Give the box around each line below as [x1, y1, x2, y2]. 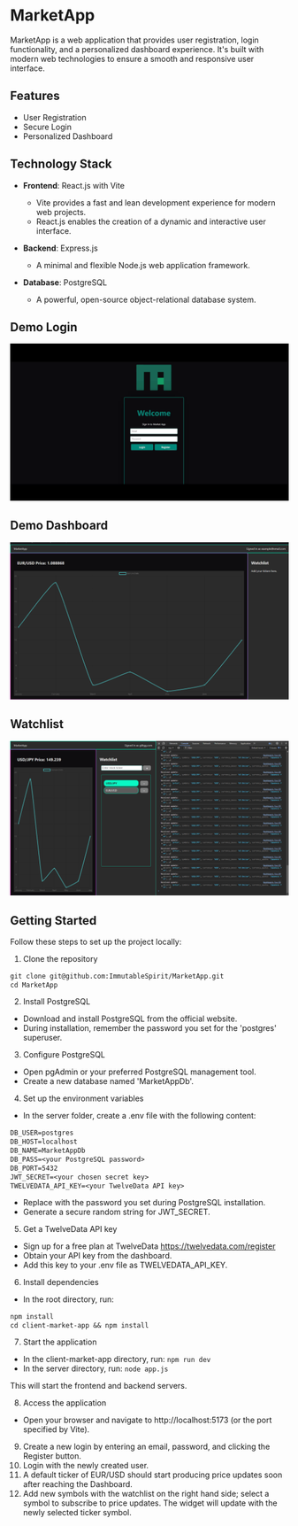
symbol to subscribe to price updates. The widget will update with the [22, 1498, 278, 1508]
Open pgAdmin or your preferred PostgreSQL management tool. [22, 1066, 256, 1077]
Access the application [22, 1398, 107, 1408]
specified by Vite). [22, 1424, 90, 1435]
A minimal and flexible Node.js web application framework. [35, 259, 251, 270]
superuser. [22, 1033, 63, 1043]
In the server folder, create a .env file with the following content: [22, 1111, 256, 1121]
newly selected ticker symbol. [22, 1507, 132, 1518]
